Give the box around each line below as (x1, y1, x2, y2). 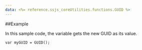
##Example (5, 21, 29, 27)
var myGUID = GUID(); (5, 40, 50, 45)
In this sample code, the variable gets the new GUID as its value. (5, 30, 138, 36)
